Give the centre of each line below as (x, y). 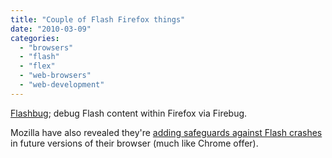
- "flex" (37, 66)
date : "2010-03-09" (51, 29)
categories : (35, 38)
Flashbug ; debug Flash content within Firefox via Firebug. (129, 113)
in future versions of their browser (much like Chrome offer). (134, 143)
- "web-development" (62, 85)
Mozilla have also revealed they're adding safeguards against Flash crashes (166, 132)
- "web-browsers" (55, 76)
